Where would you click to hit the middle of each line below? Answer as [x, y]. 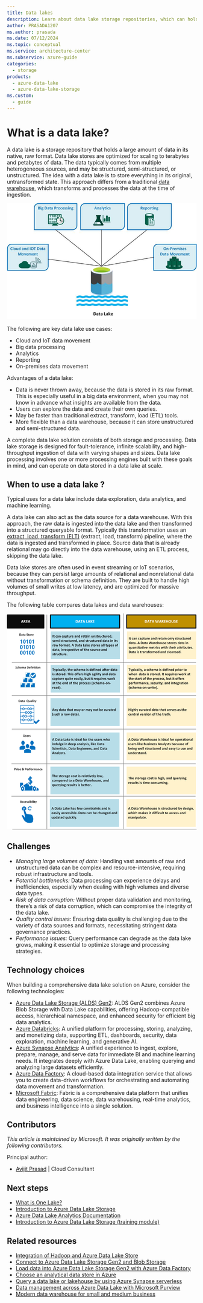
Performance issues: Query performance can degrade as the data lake [103, 938]
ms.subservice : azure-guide [42, 57]
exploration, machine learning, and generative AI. [77, 1041]
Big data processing [40, 347]
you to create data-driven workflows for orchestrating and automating [102, 1080]
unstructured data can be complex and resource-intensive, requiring [100, 867]
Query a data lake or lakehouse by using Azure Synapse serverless [99, 1281]
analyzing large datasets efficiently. [60, 1067]
